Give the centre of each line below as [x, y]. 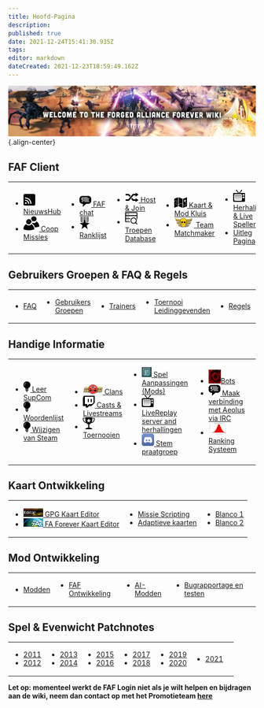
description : [29, 25]
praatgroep [160, 452]
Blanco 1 [229, 514]
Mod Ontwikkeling [54, 558]
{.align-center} [32, 143]
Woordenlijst [44, 417]
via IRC [220, 418]
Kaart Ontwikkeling [57, 486]
